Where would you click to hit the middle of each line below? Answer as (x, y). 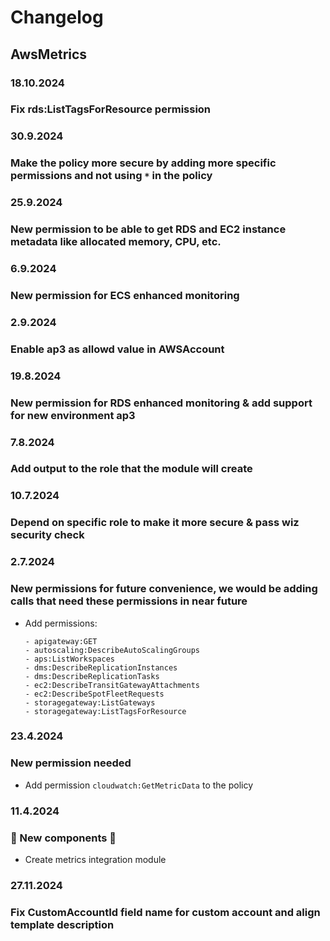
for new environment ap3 (73, 415)
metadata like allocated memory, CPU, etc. (116, 242)
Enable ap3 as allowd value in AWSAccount (117, 349)
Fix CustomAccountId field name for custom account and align (165, 912)
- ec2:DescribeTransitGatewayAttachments (112, 685)
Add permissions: (61, 623)
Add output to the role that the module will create (131, 469)
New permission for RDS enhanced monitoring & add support (161, 403)
